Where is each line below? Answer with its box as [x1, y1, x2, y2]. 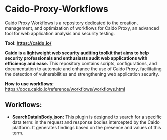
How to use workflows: [5, 81, 54, 87]
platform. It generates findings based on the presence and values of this [12, 124, 161, 130]
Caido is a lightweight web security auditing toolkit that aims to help [5, 50, 149, 56]
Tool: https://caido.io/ [5, 40, 52, 46]
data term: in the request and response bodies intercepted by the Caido [12, 119, 160, 125]
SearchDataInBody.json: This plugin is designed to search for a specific [12, 114, 162, 120]
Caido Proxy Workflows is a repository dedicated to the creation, [5, 20, 138, 26]
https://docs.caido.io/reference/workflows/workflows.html [5, 86, 126, 92]
